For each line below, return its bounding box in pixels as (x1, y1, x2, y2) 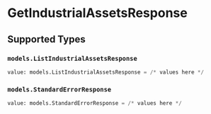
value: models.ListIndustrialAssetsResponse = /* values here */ (7, 69, 204, 76)
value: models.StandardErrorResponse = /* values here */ (7, 100, 182, 107)
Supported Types (7, 33, 86, 45)
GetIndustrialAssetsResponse (7, 5, 188, 21)
